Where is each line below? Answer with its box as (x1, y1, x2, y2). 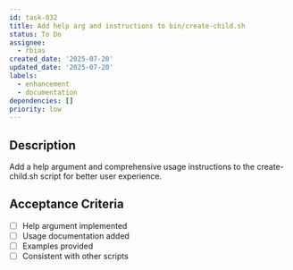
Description (9, 138, 76, 153)
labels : (9, 72, 38, 80)
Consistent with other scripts (21, 251, 130, 262)
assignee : (9, 38, 46, 47)
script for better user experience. (39, 171, 163, 181)
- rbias (17, 46, 46, 55)
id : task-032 (9, 13, 58, 22)
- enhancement (17, 80, 70, 89)
